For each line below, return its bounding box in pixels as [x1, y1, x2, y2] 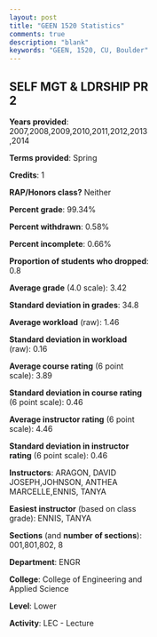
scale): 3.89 [9, 370, 53, 380]
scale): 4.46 [9, 423, 53, 434]
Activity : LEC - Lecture [9, 617, 95, 628]
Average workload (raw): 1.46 [9, 316, 120, 327]
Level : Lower [9, 601, 57, 611]
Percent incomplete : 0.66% [9, 238, 113, 249]
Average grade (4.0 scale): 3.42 [9, 282, 127, 293]
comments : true [9, 29, 66, 38]
